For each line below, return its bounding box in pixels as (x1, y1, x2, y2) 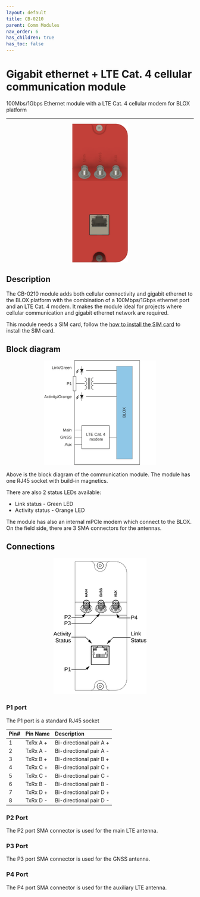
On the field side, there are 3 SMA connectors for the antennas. (6, 524, 162, 532)
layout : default (6, 10, 46, 15)
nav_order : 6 (6, 29, 39, 35)
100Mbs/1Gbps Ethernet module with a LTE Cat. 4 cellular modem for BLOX (6, 100, 190, 107)
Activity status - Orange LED (14, 507, 85, 514)
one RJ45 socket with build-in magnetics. (6, 477, 108, 484)
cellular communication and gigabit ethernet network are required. (6, 309, 169, 316)
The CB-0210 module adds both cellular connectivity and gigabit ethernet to (6, 290, 193, 297)
